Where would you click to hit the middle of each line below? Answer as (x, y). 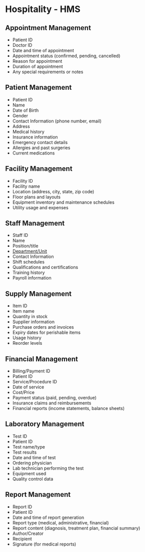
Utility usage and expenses (40, 207)
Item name (23, 311)
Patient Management (38, 88)
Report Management (38, 495)
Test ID (20, 436)
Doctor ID (22, 45)
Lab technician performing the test (48, 468)
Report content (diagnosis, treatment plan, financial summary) (76, 528)
